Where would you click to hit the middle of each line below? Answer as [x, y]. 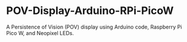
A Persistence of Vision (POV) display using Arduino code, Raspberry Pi [94, 27]
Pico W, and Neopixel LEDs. [40, 33]
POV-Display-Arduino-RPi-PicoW [90, 11]
